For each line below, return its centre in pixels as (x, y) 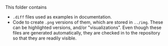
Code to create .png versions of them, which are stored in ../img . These (88, 22)
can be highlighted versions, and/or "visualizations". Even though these (87, 27)
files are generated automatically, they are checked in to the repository (86, 33)
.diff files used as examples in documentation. (62, 17)
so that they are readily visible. (45, 38)
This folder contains (26, 7)
